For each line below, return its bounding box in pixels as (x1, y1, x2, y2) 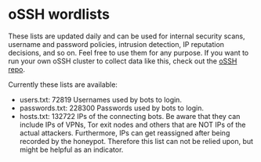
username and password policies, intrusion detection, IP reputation (8, 39, 225, 49)
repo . (8, 64, 26, 74)
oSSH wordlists (8, 5, 110, 23)
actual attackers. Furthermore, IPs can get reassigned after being (19, 128, 230, 138)
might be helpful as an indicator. (19, 145, 124, 154)
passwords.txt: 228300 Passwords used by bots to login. (19, 103, 204, 113)
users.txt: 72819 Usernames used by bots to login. (19, 95, 183, 104)
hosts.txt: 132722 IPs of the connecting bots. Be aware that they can (19, 111, 241, 121)
